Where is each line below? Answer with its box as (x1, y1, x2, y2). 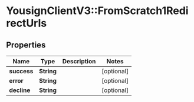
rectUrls (6, 16, 47, 30)
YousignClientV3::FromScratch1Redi (6, 4, 189, 18)
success (9, 67, 34, 75)
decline (9, 86, 31, 94)
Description (62, 57, 96, 65)
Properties (6, 40, 46, 50)
